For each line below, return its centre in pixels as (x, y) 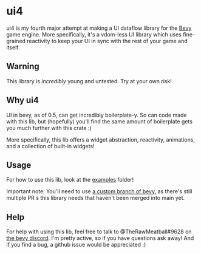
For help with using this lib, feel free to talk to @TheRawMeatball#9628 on (99, 232)
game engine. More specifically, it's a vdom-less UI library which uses (94, 34)
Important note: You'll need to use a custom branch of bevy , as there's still (99, 191)
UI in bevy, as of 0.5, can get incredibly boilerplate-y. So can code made (97, 115)
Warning (23, 67)
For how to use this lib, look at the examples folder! (70, 180)
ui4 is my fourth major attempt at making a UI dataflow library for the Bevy (99, 28)
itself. (13, 47)
